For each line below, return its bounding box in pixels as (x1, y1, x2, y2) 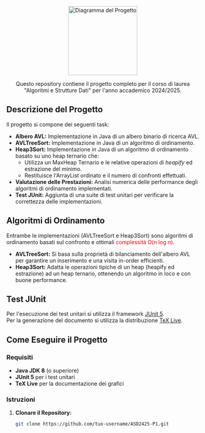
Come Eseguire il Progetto (6, 334, 108, 345)
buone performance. (15, 276, 67, 283)
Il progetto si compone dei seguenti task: (6, 120, 110, 128)
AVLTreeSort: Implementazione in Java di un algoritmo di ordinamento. (15, 139, 195, 147)
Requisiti (6, 353, 34, 361)
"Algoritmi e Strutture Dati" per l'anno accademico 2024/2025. (24, 86, 182, 94)
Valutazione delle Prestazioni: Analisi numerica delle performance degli (15, 178, 198, 185)
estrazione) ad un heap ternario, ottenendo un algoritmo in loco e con (15, 270, 191, 277)
